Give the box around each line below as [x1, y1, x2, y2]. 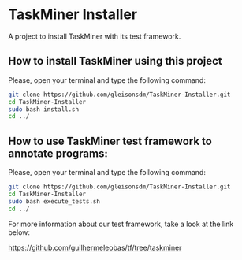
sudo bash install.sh [8, 105, 80, 113]
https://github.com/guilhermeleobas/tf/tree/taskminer [8, 243, 182, 252]
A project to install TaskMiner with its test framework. [8, 32, 181, 41]
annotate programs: [8, 147, 108, 160]
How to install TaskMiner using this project [8, 54, 222, 68]
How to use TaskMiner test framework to [8, 134, 213, 147]
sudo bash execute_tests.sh [8, 197, 101, 206]
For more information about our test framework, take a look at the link [8, 219, 234, 228]
